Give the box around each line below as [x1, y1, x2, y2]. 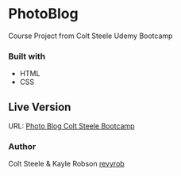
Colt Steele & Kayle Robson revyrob [8, 159, 125, 169]
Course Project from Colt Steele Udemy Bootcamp [8, 31, 173, 40]
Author [8, 140, 37, 151]
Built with [8, 51, 46, 62]
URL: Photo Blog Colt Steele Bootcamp [8, 121, 135, 131]
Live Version [8, 100, 71, 113]
